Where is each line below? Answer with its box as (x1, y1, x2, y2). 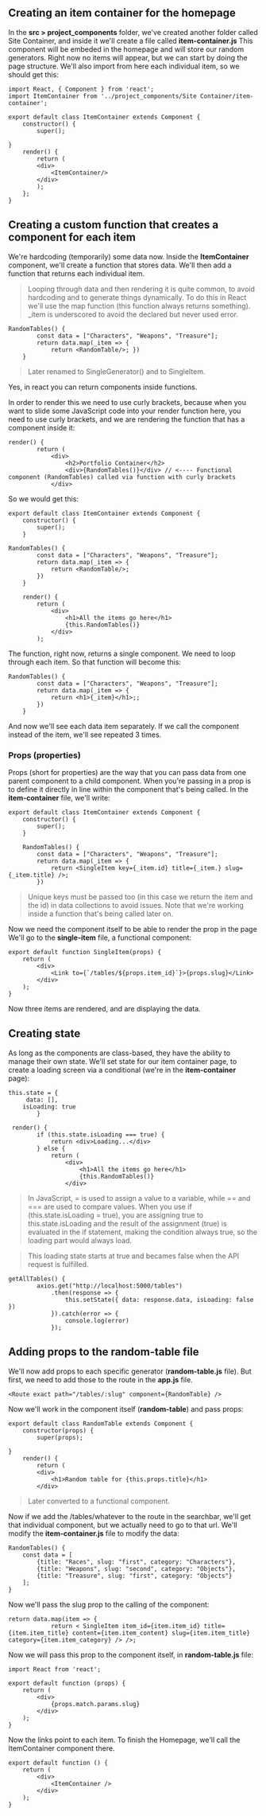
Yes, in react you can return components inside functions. (8, 382, 198, 392)
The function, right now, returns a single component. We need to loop (8, 649, 236, 658)
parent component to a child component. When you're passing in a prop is (8, 776, 252, 785)
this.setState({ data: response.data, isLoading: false (64, 1296, 254, 1304)
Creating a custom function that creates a (8, 218, 219, 232)
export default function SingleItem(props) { (8, 948, 161, 956)
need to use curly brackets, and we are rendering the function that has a (8, 414, 245, 424)
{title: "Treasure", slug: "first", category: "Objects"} (37, 1572, 233, 1580)
